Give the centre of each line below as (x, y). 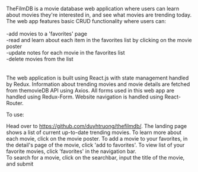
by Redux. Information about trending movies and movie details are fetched (98, 84)
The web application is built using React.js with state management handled (98, 78)
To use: (15, 114)
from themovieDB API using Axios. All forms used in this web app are (90, 90)
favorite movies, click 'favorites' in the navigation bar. (71, 151)
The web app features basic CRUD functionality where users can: (86, 21)
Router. (15, 103)
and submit (20, 164)
